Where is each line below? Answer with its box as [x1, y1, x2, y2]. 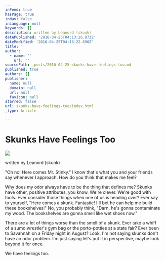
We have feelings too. [5, 250, 49, 256]
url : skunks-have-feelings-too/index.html [5, 104, 94, 109]
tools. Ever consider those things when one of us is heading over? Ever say [5, 194, 158, 200]
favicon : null [9, 94, 39, 99]
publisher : [5, 76, 28, 81]
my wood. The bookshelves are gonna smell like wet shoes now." [5, 210, 138, 216]
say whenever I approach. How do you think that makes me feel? [5, 174, 137, 180]
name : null [9, 81, 32, 86]
